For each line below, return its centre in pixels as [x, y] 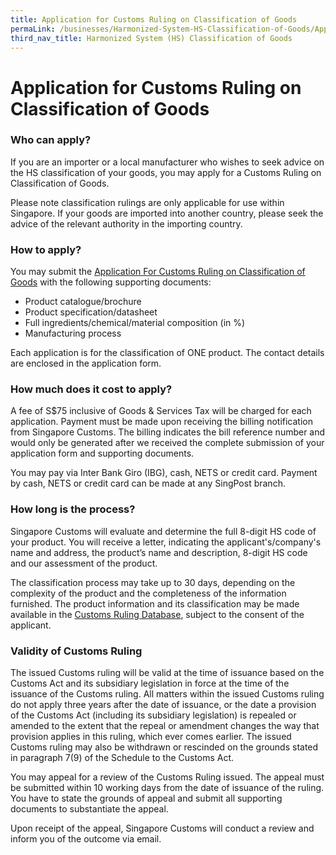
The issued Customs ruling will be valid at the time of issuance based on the [167, 673]
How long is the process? [73, 509]
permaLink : [33, 29]
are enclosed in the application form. [86, 363]
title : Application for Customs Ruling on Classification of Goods [154, 19]
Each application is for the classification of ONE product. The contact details [167, 353]
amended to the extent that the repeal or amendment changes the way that [165, 726]
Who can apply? [51, 140]
